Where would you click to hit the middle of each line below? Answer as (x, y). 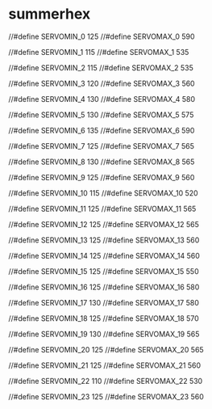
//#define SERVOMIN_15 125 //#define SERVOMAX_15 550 (104, 271)
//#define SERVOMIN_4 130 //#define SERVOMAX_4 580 (102, 99)
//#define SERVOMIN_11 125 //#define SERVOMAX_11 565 (102, 209)
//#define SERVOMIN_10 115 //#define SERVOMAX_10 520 (104, 193)
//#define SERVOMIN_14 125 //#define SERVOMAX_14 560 (104, 255)
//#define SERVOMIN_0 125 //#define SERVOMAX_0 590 (102, 36)
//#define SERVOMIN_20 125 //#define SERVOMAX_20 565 (106, 349)
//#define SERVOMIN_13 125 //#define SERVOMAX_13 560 (104, 240)
